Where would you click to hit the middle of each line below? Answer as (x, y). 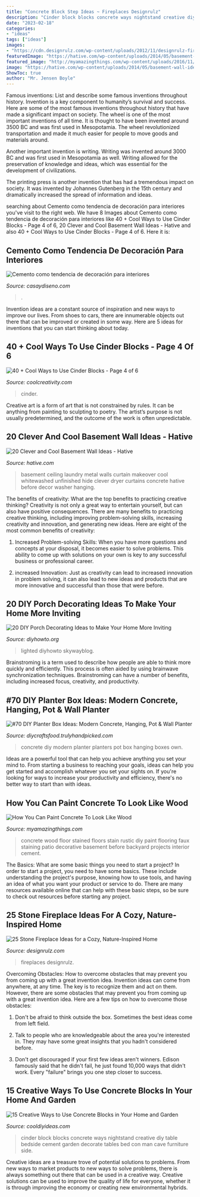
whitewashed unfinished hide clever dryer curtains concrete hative (103, 480)
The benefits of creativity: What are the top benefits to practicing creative (96, 498)
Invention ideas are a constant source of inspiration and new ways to (90, 309)
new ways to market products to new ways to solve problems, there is (92, 1168)
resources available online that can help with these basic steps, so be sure (98, 890)
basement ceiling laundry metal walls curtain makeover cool (94, 474)
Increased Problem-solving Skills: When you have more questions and (101, 542)
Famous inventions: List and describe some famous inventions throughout (97, 96)
